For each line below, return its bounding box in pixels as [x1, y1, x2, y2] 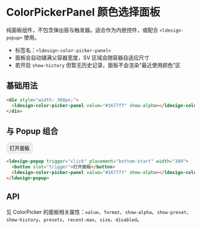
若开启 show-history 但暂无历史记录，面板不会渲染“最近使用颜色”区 [14, 61, 181, 69]
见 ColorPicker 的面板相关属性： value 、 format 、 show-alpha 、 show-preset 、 [6, 208, 192, 215]
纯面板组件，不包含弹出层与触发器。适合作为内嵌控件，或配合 [6, 26, 159, 33]
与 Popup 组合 [6, 126, 59, 136]
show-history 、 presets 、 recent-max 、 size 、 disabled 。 [6, 216, 142, 223]
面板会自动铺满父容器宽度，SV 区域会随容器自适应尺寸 [14, 54, 150, 61]
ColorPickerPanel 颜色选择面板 [6, 5, 160, 19]
